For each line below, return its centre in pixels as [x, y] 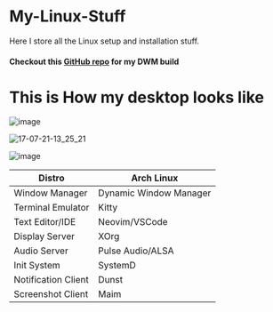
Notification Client [51, 280]
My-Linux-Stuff [68, 16]
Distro [52, 178]
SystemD [116, 266]
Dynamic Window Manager [154, 193]
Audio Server [41, 251]
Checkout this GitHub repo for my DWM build [94, 61]
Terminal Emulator [52, 208]
